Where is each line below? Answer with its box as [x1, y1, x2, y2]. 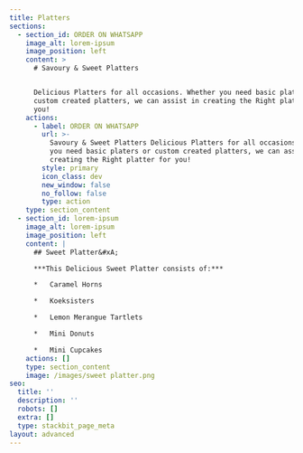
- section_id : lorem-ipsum [17, 214, 119, 223]
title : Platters [9, 13, 70, 23]
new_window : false [41, 180, 111, 190]
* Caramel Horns [32, 280, 103, 289]
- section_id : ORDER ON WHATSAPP [17, 30, 143, 39]
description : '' [17, 396, 78, 405]
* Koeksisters [32, 297, 95, 306]
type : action [41, 197, 91, 206]
